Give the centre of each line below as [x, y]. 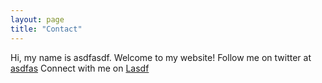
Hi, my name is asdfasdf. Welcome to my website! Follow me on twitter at [161, 57]
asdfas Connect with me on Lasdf [80, 68]
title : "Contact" [46, 29]
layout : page [37, 19]
